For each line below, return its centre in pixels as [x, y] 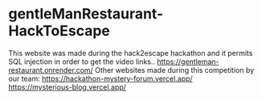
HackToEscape [59, 31]
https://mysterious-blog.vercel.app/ [68, 87]
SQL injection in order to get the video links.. [82, 62]
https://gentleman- [188, 62]
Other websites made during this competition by [175, 70]
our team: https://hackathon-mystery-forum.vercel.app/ [100, 78]
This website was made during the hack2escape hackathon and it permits [131, 53]
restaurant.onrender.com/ [51, 70]
